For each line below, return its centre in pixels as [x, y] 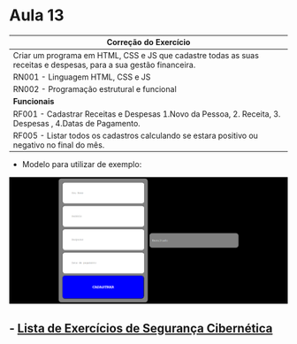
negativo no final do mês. [59, 145]
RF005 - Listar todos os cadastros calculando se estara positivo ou [136, 135]
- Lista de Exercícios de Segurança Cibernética [141, 329]
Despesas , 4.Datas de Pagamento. [76, 123]
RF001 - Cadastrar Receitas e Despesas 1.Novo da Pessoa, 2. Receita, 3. [147, 114]
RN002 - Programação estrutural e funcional [95, 89]
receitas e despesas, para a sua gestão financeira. [104, 65]
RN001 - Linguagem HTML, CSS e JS [82, 77]
